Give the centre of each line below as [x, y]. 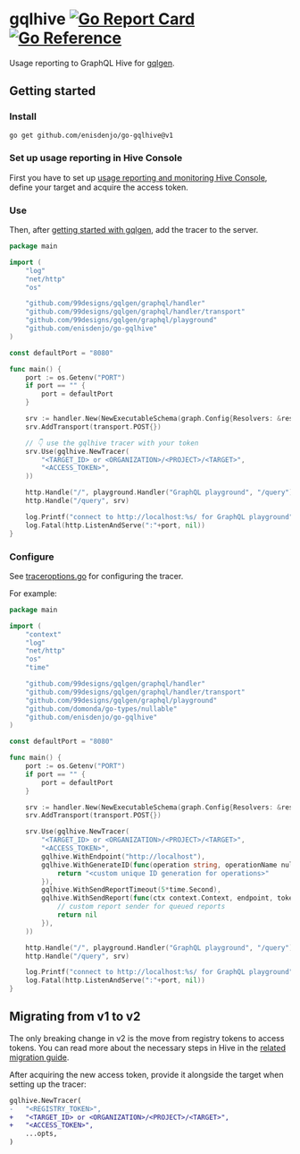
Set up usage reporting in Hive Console [96, 158]
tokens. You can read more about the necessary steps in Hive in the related [148, 1047]
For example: [33, 593]
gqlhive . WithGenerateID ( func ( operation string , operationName [159, 865]
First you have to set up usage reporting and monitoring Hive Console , [138, 177]
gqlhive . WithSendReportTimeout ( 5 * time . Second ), [131, 890]
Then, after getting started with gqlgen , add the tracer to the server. [134, 230]
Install [23, 116]
